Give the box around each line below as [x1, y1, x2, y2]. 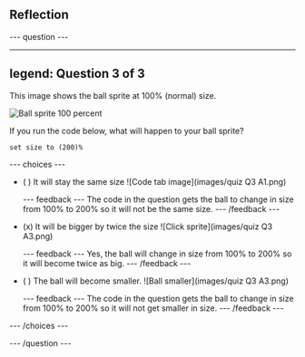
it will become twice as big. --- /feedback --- [22, 257, 192, 268]
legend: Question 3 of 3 [9, 66, 145, 82]
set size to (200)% [9, 142, 84, 152]
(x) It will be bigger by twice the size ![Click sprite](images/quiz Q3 [22, 221, 273, 232]
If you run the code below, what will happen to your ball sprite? [9, 125, 244, 136]
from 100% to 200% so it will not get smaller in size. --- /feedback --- [22, 303, 284, 314]
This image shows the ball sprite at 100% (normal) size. [9, 90, 217, 101]
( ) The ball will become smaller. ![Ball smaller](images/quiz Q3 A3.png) [22, 275, 289, 286]
